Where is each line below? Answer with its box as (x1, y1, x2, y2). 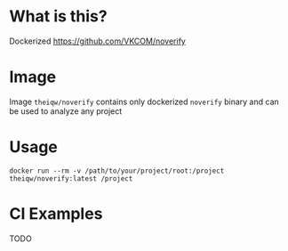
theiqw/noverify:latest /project (9, 174, 133, 183)
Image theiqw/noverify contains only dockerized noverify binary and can (9, 96, 280, 107)
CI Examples (9, 204, 103, 223)
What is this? (9, 6, 108, 27)
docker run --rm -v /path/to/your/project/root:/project (9, 166, 225, 175)
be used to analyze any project (9, 105, 123, 117)
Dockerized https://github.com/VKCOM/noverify (9, 36, 187, 46)
